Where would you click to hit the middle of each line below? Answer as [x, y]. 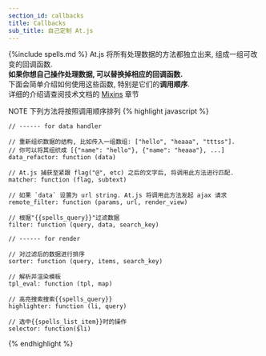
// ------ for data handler [55, 126]
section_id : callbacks [46, 16]
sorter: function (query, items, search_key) [85, 262]
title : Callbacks [37, 23]
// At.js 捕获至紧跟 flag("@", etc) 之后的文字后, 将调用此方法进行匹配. [121, 173]
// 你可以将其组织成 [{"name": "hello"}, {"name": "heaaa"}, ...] [117, 150]
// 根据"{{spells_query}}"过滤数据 [64, 218]
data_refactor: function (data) [62, 158]
